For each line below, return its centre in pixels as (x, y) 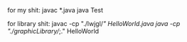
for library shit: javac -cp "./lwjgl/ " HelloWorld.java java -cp (94, 23)
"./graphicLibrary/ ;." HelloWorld (53, 31)
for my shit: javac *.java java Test (55, 10)
